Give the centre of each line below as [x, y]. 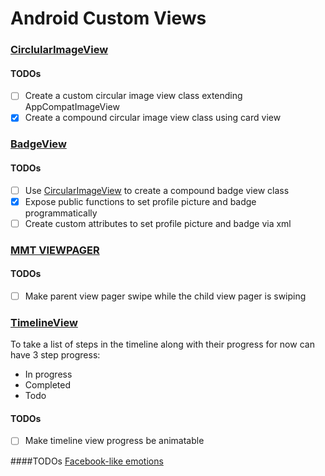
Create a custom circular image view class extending [133, 96]
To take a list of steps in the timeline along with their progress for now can [162, 344]
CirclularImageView [59, 50]
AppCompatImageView [72, 107]
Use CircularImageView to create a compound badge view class [157, 190]
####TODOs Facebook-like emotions [87, 461]
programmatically [61, 213]
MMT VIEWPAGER [55, 250]
